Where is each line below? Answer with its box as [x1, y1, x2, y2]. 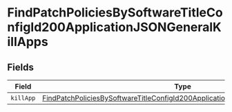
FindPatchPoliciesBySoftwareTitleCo [7, 5, 223, 21]
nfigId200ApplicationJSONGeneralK [7, 19, 222, 35]
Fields [7, 61, 35, 73]
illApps [7, 34, 48, 49]
